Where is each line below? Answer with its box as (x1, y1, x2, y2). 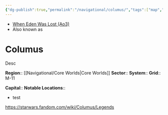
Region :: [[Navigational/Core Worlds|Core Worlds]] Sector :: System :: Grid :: (5, 70, 161, 76)
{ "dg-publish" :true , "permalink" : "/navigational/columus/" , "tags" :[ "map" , (5, 7, 162, 12)
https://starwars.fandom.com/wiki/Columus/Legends (5, 104, 114, 110)
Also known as (12, 26, 43, 32)
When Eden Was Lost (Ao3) (12, 21, 70, 27)
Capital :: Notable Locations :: (5, 85, 66, 91)
